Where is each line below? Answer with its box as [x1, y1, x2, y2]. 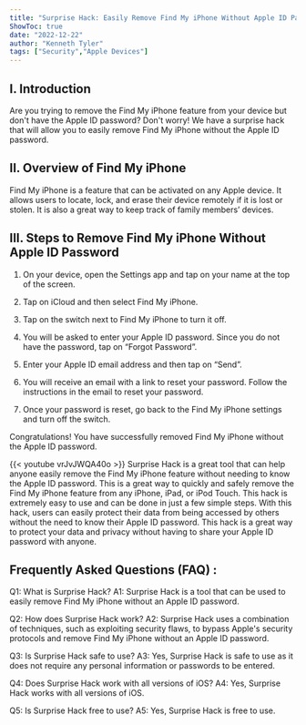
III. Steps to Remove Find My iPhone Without [9, 230, 266, 246]
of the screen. [22, 279, 76, 290]
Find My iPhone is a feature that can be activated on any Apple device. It [9, 184, 282, 196]
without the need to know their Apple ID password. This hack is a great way [9, 516, 293, 527]
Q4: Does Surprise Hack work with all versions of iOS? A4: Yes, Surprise [9, 678, 280, 689]
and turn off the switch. [22, 414, 111, 424]
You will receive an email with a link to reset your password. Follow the [22, 376, 288, 387]
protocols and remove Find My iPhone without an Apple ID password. [9, 633, 270, 644]
